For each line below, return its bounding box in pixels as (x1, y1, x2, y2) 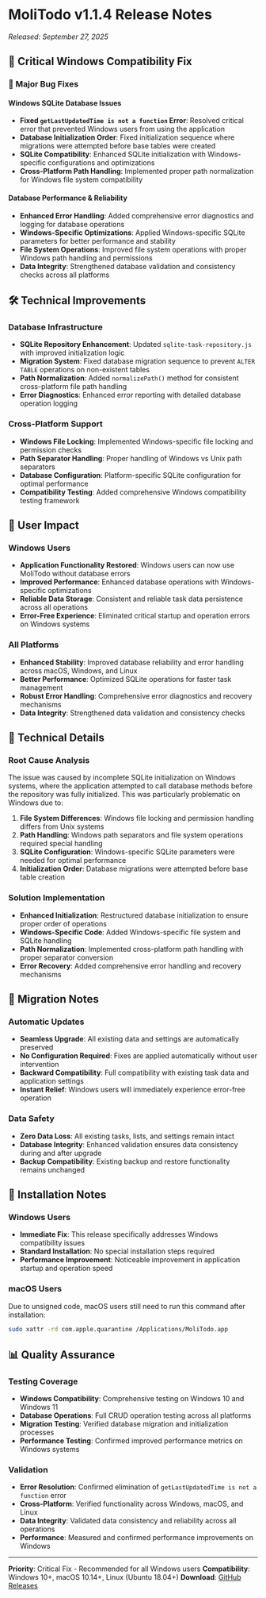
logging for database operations (19, 219, 125, 229)
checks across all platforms (19, 270, 110, 279)
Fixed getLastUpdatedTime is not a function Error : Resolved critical (19, 116, 244, 125)
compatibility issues (19, 1238, 85, 1248)
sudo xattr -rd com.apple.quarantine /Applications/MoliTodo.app (8, 1325, 228, 1333)
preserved (19, 1042, 54, 1053)
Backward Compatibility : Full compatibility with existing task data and (19, 1068, 249, 1077)
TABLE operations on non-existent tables (19, 365, 150, 375)
